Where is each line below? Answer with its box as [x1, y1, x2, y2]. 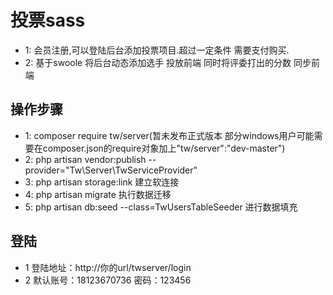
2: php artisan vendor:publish [24, 153, 147, 165]
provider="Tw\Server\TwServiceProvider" [24, 164, 198, 176]
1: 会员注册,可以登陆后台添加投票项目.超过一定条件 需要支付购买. [24, 44, 290, 56]
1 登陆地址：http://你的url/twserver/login [24, 261, 192, 273]
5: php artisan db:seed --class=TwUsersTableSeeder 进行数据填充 [24, 201, 298, 213]
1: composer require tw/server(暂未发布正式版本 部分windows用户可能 [24, 129, 315, 141]
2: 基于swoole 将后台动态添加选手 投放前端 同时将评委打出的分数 [24, 56, 292, 68]
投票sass [10, 9, 86, 32]
